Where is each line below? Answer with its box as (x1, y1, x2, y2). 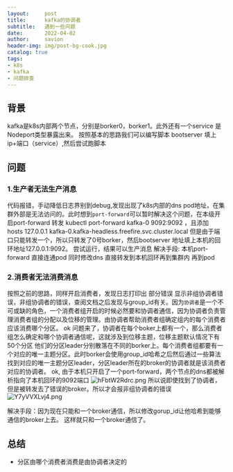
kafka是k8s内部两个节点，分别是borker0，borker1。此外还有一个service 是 (7, 122, 222, 130)
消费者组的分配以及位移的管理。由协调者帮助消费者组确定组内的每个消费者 (12, 315, 226, 323)
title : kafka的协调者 (7, 17, 81, 24)
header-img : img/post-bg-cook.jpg (7, 42, 107, 49)
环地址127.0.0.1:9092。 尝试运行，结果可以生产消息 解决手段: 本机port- (7, 244, 209, 253)
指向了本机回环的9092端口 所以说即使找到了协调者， (12, 376, 221, 385)
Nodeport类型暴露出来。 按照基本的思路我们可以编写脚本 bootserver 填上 (7, 130, 217, 139)
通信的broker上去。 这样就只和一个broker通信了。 (7, 416, 150, 424)
